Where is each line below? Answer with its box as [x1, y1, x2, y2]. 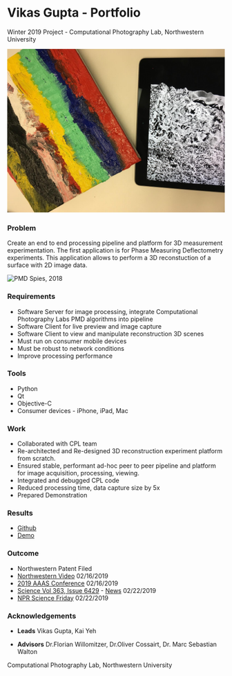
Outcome [7, 549, 39, 558]
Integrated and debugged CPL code [17, 476, 119, 485]
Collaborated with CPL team [17, 439, 97, 448]
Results [7, 509, 33, 518]
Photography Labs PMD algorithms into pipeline [17, 315, 153, 323]
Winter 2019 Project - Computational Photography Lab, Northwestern [7, 28, 204, 36]
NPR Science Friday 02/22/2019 [17, 594, 109, 602]
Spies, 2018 [29, 275, 63, 283]
